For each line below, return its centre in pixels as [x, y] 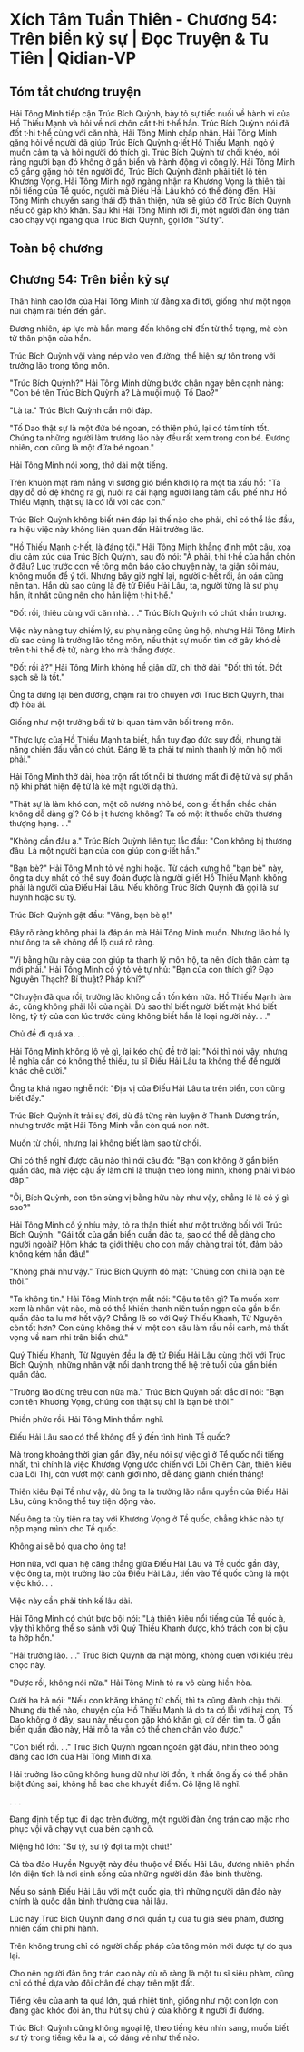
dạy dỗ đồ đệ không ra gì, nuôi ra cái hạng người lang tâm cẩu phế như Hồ [148, 492]
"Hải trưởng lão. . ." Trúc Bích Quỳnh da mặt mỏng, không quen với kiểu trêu [151, 1655]
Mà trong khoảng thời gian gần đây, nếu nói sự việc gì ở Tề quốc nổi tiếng [147, 1455]
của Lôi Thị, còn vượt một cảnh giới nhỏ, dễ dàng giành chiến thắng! [137, 1474]
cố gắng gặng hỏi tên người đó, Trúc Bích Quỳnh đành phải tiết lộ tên [138, 172]
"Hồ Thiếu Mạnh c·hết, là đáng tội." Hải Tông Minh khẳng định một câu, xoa [151, 547]
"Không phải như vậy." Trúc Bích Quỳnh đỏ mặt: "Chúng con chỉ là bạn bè [147, 1272]
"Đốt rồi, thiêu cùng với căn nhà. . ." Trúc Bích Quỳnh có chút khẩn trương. [148, 613]
